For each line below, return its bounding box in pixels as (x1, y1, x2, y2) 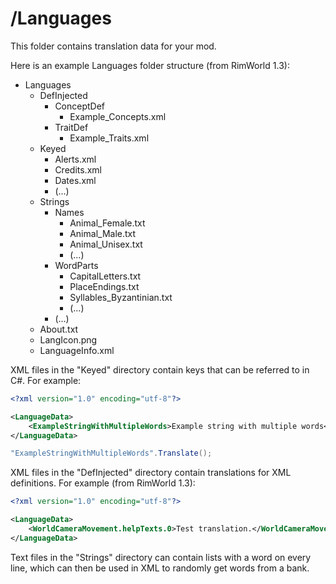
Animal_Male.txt (69, 227, 137, 239)
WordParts (54, 259, 99, 271)
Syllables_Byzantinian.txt (69, 291, 173, 303)
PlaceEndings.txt (69, 280, 140, 292)
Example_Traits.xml (69, 132, 150, 144)
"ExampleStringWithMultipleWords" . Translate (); (10, 448, 213, 459)
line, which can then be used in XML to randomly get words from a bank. (10, 562, 310, 574)
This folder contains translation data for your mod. (10, 40, 217, 52)
